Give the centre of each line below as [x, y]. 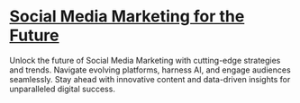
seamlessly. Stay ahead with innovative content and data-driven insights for [150, 79]
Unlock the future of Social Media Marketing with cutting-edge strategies [145, 60]
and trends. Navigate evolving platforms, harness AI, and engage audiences [150, 70]
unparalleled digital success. [62, 89]
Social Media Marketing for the [127, 17]
